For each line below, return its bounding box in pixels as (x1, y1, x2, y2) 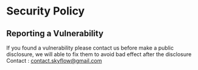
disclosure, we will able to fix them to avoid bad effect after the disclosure (6, 51, 192, 58)
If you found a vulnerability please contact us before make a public (6, 44, 174, 51)
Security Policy (6, 4, 85, 18)
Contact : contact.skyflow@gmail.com (6, 57, 102, 64)
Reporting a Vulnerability (6, 28, 104, 39)
